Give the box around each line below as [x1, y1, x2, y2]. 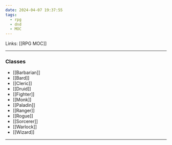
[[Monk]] [12, 96, 32, 103]
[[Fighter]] [12, 91, 35, 98]
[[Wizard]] [12, 129, 35, 135]
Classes [5, 58, 26, 65]
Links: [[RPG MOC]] [5, 40, 47, 46]
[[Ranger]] [12, 108, 35, 114]
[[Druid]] [12, 86, 31, 92]
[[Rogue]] [12, 113, 33, 119]
